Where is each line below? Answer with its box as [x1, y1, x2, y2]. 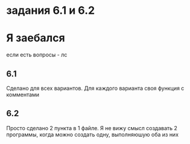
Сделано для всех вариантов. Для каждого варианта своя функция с [6, 84, 185, 92]
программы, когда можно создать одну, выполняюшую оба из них [6, 131, 179, 138]
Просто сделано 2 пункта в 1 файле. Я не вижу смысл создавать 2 [6, 124, 178, 131]
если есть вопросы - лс [6, 51, 68, 58]
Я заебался [6, 31, 65, 45]
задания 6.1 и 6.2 [6, 4, 95, 17]
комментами [6, 91, 40, 98]
